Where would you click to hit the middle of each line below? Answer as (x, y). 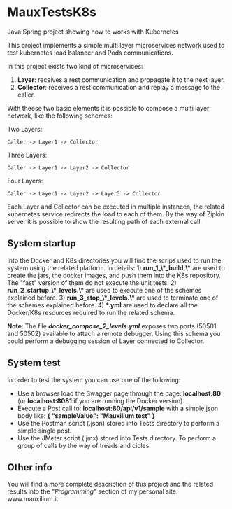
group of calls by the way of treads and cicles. (84, 445)
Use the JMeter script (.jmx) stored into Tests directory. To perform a (117, 438)
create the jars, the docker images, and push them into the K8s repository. (114, 275)
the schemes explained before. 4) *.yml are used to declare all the (102, 305)
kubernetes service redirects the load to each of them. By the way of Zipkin (116, 214)
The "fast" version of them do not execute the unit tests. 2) (92, 283)
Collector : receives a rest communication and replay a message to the (118, 87)
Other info (30, 467)
